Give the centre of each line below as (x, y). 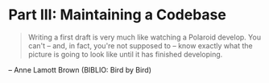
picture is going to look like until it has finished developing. (125, 54)
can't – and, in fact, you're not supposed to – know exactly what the (140, 45)
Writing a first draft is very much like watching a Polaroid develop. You (145, 37)
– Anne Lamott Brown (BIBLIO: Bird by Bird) (80, 69)
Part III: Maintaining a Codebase (118, 15)
